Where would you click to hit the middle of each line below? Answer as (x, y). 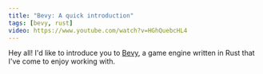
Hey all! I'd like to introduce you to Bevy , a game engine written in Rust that (131, 53)
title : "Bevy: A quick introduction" (71, 16)
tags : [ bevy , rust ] (41, 23)
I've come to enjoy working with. (62, 61)
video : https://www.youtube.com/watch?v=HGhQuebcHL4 (98, 30)
